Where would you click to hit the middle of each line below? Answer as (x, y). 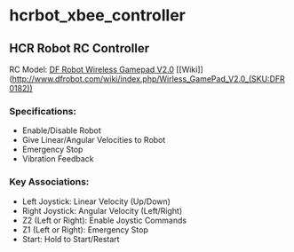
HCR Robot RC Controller (79, 48)
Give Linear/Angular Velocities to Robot (94, 140)
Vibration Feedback (58, 159)
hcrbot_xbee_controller (98, 16)
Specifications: (43, 111)
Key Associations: (49, 182)
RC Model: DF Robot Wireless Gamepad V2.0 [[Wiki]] (107, 69)
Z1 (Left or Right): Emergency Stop (85, 229)
